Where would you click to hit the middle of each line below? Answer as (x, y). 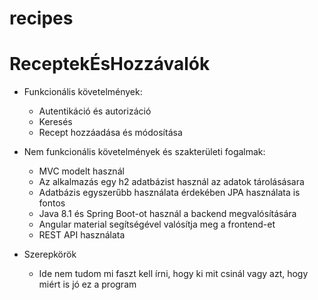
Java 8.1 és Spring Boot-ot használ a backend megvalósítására (167, 214)
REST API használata (82, 235)
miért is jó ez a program (87, 284)
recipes (41, 18)
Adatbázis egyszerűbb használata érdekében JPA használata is (169, 193)
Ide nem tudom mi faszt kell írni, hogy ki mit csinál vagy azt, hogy (173, 274)
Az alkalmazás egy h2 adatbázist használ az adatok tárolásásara (171, 182)
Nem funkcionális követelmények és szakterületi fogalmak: (144, 152)
